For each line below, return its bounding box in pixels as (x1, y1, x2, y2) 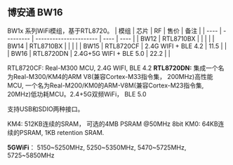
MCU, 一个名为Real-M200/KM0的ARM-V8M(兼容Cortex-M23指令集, (7, 81, 204, 89)
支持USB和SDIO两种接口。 (7, 104, 84, 113)
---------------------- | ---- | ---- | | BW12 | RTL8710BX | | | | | (35, 34, 215, 43)
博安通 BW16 (7, 6, 63, 19)
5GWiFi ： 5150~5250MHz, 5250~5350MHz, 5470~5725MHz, (7, 143, 187, 152)
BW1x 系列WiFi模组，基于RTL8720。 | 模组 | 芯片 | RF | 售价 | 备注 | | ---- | (7, 27, 222, 35)
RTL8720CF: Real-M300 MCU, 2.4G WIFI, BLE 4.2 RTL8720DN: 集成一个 (7, 64, 219, 72)
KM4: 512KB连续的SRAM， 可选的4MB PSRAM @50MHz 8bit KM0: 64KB (7, 120, 219, 128)
